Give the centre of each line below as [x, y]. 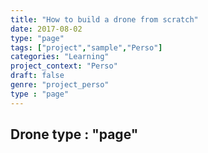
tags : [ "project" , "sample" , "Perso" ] [86, 47]
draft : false [37, 76]
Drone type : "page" [74, 134]
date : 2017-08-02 [46, 29]
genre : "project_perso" [60, 85]
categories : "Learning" [60, 57]
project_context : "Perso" [64, 66]
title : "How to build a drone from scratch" [104, 19]
